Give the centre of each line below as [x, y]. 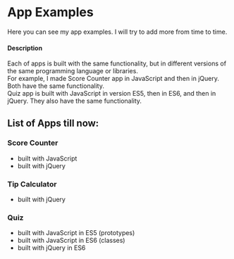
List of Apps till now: [53, 123]
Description [25, 48]
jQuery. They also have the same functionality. [75, 101]
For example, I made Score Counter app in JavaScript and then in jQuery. [113, 79]
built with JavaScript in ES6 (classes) [71, 241]
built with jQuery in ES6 [51, 248]
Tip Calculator [32, 184]
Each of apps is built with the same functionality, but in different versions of [117, 63]
